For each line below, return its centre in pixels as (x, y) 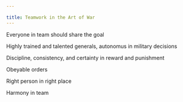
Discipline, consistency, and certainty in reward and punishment (85, 58)
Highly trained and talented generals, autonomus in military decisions (92, 46)
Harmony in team (28, 92)
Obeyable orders (27, 69)
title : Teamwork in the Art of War (51, 17)
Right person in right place (39, 81)
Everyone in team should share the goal (55, 34)
